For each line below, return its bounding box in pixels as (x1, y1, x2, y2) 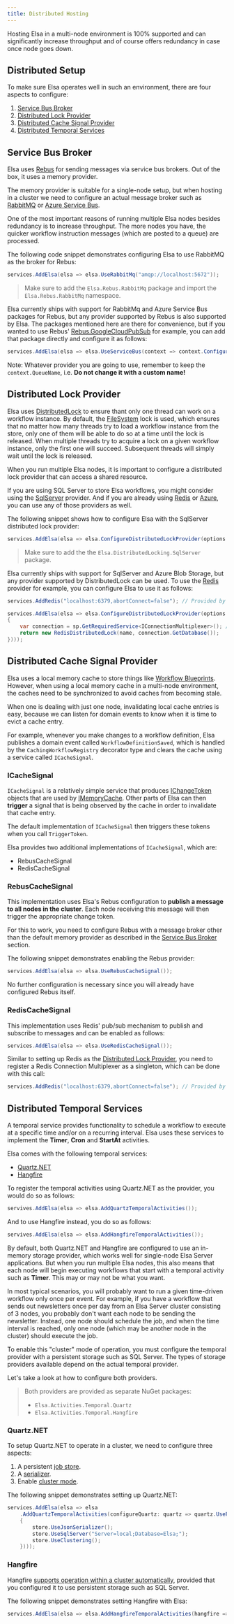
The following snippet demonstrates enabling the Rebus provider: (7, 954, 195, 963)
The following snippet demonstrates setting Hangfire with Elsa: (7, 1597, 188, 1605)
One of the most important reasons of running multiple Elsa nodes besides (7, 215, 221, 223)
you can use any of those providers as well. (7, 501, 132, 509)
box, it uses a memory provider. (7, 173, 98, 181)
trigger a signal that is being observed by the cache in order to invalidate (7, 801, 217, 810)
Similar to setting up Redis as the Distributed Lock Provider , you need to (7, 1055, 214, 1063)
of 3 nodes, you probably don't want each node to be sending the (7, 1309, 196, 1318)
